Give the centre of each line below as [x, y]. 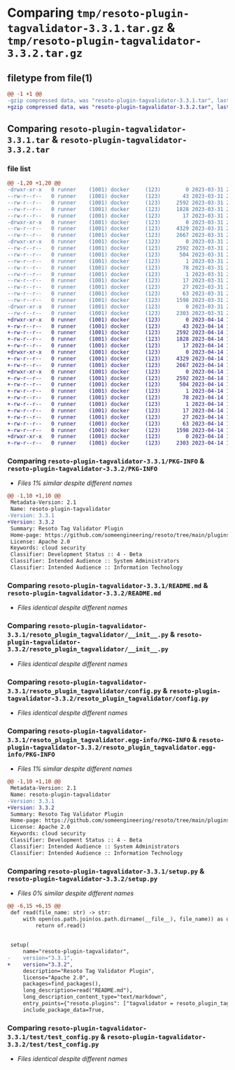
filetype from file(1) [50, 78]
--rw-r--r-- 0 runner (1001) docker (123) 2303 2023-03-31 [115, 313]
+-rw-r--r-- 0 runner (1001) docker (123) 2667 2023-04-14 [115, 365]
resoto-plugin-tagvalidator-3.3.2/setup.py [83, 879]
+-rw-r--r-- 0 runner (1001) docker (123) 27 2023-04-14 [115, 417]
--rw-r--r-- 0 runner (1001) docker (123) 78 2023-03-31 [115, 268]
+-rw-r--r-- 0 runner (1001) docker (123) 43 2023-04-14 [115, 326]
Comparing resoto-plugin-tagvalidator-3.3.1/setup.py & [106, 871]
